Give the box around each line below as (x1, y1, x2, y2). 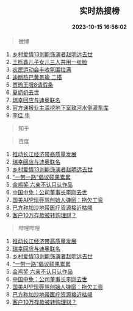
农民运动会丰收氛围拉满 (12, 66, 71, 73)
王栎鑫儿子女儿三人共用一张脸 (12, 58, 87, 65)
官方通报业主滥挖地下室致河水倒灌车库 (12, 104, 109, 111)
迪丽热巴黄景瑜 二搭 (12, 73, 62, 80)
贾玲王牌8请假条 (12, 81, 54, 88)
